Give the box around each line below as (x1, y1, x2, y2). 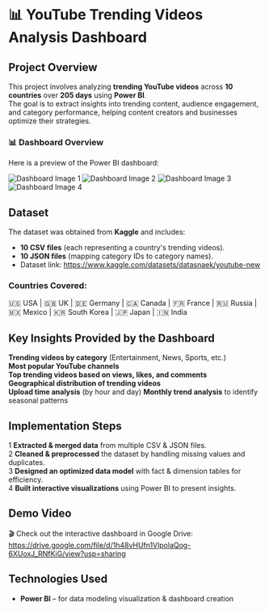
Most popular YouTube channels (8, 362, 120, 371)
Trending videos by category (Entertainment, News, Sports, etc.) (8, 353, 227, 362)
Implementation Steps (8, 419, 123, 433)
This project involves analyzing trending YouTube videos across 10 (8, 82, 233, 91)
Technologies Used (8, 572, 107, 586)
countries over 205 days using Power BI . (8, 90, 147, 100)
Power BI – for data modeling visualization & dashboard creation (19, 593, 234, 603)
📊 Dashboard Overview (8, 136, 103, 148)
